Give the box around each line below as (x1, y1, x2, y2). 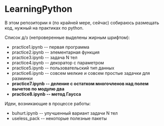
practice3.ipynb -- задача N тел (11, 54, 78, 60)
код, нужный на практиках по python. (4, 25, 84, 31)
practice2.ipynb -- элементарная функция (11, 49, 100, 55)
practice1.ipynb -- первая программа (11, 44, 89, 50)
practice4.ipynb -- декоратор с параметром (11, 60, 104, 65)
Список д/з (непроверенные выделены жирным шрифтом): (4, 34, 130, 40)
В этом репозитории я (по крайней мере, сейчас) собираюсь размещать (4, 20, 159, 26)
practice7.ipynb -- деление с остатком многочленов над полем (11, 80, 149, 87)
